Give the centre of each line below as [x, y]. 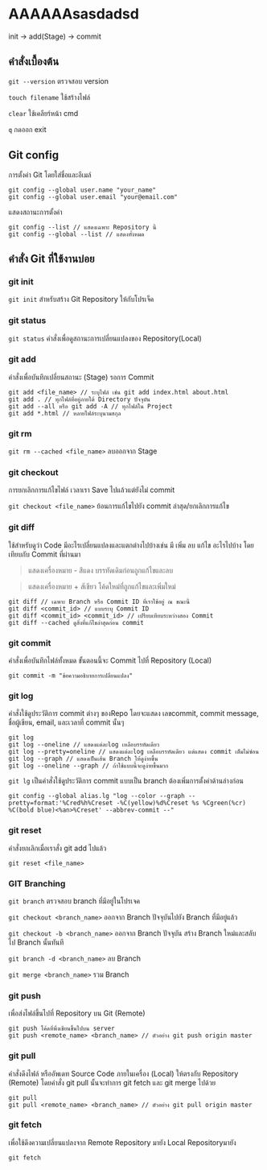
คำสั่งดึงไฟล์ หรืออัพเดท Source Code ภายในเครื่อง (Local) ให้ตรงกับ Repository [123, 1073]
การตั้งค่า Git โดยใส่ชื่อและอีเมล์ [50, 175]
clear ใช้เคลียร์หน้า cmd [43, 113]
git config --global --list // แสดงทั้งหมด [76, 234]
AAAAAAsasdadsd [74, 14]
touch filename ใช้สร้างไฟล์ [49, 97]
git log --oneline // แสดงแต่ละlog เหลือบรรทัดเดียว [84, 745]
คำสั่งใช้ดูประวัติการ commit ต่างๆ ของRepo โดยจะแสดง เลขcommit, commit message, [133, 713]
